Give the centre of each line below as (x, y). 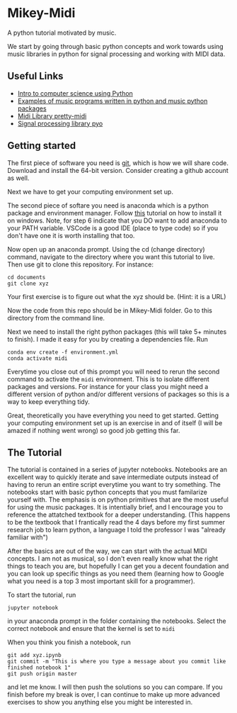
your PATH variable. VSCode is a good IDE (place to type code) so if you (112, 228)
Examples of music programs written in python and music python (112, 101)
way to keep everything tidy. (49, 401)
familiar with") (28, 537)
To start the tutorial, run (42, 595)
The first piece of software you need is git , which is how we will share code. (118, 163)
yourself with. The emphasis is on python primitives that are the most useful (118, 500)
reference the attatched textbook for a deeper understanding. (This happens (119, 515)
